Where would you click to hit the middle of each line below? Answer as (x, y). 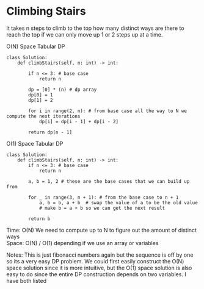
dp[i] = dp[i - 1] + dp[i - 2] (79, 121)
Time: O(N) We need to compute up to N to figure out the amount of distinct (102, 230)
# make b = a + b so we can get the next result (102, 208)
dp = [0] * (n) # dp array (63, 90)
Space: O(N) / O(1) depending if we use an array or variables (82, 243)
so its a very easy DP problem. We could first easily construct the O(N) (95, 261)
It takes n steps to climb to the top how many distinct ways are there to (95, 28)
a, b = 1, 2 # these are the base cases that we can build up (109, 181)
